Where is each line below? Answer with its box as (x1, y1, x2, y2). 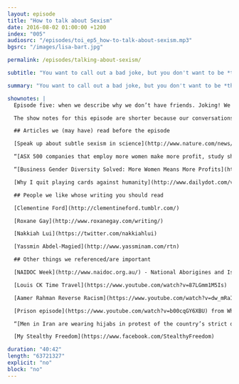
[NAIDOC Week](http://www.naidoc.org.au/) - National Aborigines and (14, 269, 224, 276)
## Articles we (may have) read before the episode (14, 128, 171, 135)
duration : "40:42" (7, 346, 62, 353)
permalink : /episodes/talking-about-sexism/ (7, 56, 142, 64)
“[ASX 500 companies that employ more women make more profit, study (14, 153, 224, 160)
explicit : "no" (7, 359, 53, 366)
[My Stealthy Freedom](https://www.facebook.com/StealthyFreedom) (14, 333, 215, 341)
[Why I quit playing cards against (14, 179, 119, 186)
